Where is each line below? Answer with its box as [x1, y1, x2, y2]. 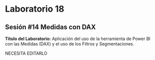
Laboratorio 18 [5, 3, 65, 15]
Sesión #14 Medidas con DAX [5, 23, 96, 31]
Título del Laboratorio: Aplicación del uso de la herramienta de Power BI [5, 36, 151, 41]
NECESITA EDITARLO [5, 50, 48, 56]
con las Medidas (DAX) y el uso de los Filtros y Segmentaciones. [5, 41, 135, 47]
